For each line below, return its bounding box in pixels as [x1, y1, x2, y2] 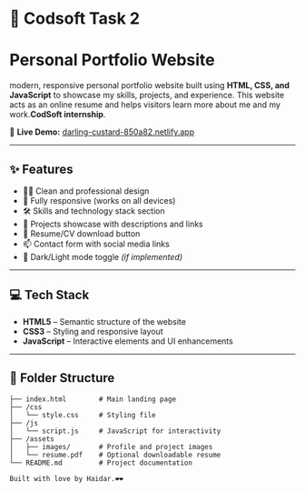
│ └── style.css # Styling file [9, 410, 156, 419]
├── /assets [9, 434, 54, 444]
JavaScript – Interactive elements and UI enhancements [22, 336, 233, 346]
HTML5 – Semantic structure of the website [22, 316, 186, 326]
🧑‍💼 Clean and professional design [22, 186, 150, 196]
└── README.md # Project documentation [9, 458, 193, 467]
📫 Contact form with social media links [22, 238, 170, 249]
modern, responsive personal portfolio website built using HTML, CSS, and [9, 80, 290, 91]
